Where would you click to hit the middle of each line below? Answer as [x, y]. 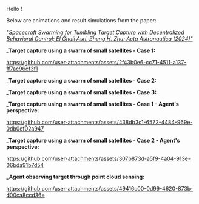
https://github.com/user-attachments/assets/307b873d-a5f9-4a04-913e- [99, 158]
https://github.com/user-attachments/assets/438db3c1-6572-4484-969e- [99, 122]
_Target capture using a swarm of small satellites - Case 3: [81, 92]
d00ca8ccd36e [25, 195]
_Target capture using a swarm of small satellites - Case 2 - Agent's [93, 140]
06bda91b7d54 [25, 165]
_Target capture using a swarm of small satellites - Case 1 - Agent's [93, 104]
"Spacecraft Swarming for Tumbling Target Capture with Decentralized [95, 32]
